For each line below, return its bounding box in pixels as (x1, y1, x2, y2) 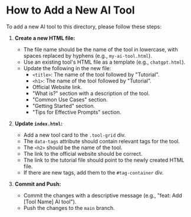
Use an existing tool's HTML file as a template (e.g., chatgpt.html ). (23, 58, 186, 65)
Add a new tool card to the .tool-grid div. (23, 131, 126, 139)
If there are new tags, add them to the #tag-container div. (23, 169, 164, 176)
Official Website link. (32, 83, 83, 90)
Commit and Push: (14, 180, 61, 188)
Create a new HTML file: (14, 34, 75, 41)
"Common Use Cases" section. (32, 96, 108, 103)
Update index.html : (14, 120, 63, 127)
